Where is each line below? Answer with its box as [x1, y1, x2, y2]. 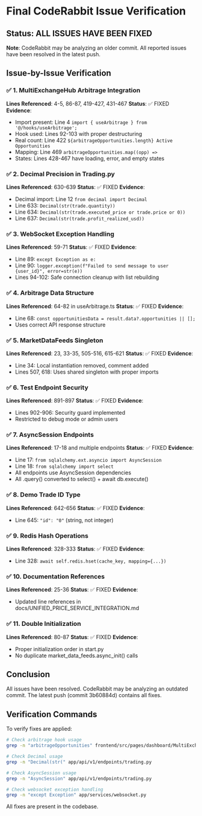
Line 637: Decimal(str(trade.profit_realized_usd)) [14, 214, 145, 222]
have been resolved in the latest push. [6, 51, 101, 58]
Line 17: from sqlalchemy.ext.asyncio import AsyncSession [14, 456, 162, 464]
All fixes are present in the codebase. [6, 803, 99, 810]
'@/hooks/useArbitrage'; [14, 125, 78, 131]
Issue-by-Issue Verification [6, 68, 111, 78]
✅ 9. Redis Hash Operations [6, 531, 89, 540]
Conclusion [6, 669, 50, 680]
